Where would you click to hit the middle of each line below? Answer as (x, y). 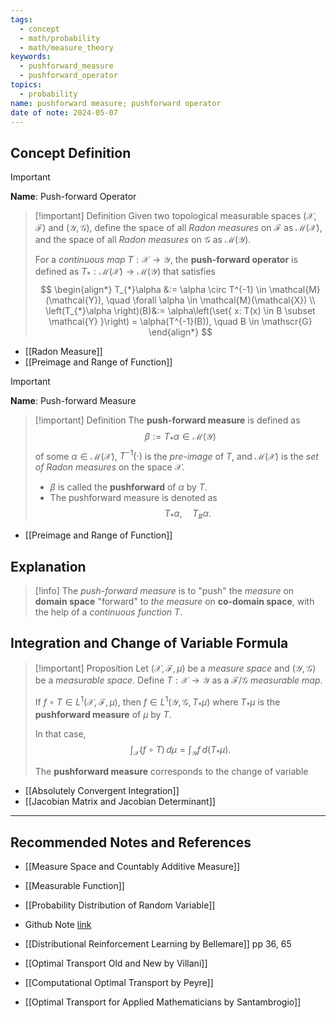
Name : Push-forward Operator (73, 197)
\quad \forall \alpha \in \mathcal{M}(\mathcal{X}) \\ (211, 300)
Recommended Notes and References (131, 842)
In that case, (60, 734)
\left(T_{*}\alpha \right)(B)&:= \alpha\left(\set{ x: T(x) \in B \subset (180, 310)
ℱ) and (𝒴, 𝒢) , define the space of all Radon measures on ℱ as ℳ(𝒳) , (178, 228)
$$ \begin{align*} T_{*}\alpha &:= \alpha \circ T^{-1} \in (153, 289)
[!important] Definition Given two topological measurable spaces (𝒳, (175, 216)
